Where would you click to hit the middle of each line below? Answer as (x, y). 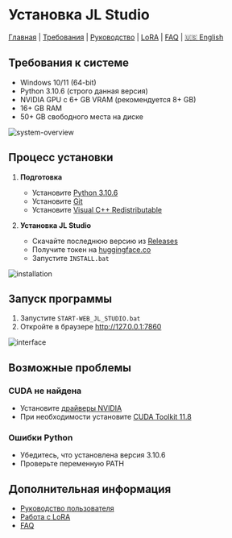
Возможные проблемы (70, 368)
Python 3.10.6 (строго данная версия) (84, 91)
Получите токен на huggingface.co (91, 249)
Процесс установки (61, 157)
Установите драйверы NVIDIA (71, 408)
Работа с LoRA (45, 517)
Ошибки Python (41, 437)
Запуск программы (60, 298)
